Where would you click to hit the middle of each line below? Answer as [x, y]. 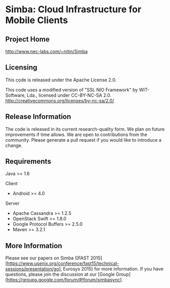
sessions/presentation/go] [33, 269]
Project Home [27, 39]
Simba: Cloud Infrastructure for [73, 9]
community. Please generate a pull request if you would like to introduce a [83, 140]
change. [14, 145]
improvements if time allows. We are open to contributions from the [76, 135]
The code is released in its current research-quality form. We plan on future [85, 129]
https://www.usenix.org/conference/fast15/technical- [63, 263]
